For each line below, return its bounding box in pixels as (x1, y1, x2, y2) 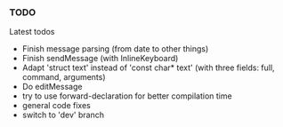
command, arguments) (21, 72, 106, 83)
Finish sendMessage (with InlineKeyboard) (21, 53, 179, 64)
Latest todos (9, 27, 55, 37)
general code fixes (21, 100, 91, 111)
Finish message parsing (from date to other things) (21, 44, 209, 54)
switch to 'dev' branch (21, 109, 105, 121)
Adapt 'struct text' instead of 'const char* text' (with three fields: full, (21, 62, 275, 73)
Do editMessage (21, 82, 83, 92)
